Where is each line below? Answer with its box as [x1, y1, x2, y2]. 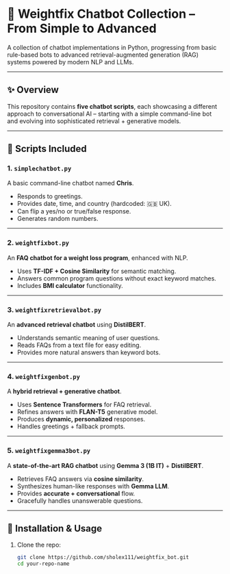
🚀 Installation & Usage [7, 523, 103, 534]
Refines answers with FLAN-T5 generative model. [16, 408, 158, 416]
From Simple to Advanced [7, 21, 157, 36]
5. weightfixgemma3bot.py [7, 446, 91, 456]
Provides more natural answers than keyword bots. [16, 348, 161, 356]
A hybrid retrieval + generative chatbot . [7, 387, 122, 395]
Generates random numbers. [16, 215, 99, 223]
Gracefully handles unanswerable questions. [16, 496, 143, 505]
